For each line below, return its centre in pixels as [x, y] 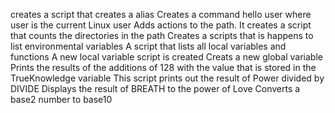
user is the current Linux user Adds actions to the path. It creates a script [161, 25]
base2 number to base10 [61, 99]
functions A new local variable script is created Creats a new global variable [166, 57]
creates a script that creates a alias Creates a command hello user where [161, 14]
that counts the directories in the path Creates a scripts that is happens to [162, 35]
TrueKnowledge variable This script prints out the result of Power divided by [167, 78]
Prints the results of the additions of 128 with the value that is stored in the [163, 67]
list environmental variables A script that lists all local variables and [148, 46]
